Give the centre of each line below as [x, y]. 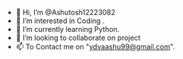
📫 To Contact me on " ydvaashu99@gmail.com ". [95, 47]
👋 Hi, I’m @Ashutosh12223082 [66, 12]
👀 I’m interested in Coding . [60, 21]
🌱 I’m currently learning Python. [68, 29]
